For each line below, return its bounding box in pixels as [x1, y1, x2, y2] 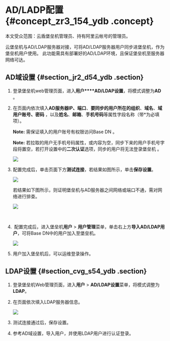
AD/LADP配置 [5, 4, 64, 16]
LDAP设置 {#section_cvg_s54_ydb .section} [5, 267, 147, 276]
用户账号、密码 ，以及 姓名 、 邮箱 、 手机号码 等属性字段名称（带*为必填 [12, 111, 160, 117]
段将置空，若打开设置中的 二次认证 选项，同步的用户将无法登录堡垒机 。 [12, 146, 162, 152]
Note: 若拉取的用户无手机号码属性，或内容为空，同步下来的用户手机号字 [12, 139, 165, 145]
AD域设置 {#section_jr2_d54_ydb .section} [5, 73, 144, 82]
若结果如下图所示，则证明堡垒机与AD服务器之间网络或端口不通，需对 [12, 187, 158, 193]
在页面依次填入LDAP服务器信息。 [12, 299, 83, 305]
